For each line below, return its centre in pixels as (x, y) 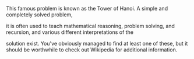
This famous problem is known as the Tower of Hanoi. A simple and (87, 8)
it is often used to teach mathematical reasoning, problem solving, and (90, 26)
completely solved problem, (39, 15)
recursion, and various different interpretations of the (70, 32)
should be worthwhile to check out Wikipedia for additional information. (92, 50)
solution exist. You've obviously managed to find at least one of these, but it (97, 44)
